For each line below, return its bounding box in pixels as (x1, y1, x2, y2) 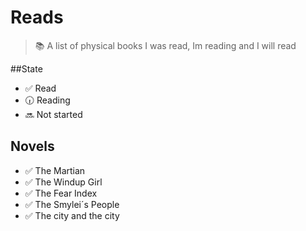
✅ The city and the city (24, 209, 120, 221)
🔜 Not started (24, 108, 83, 120)
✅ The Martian (24, 164, 86, 176)
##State (10, 62, 43, 75)
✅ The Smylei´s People (24, 198, 120, 210)
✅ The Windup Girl (24, 176, 103, 188)
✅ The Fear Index (24, 187, 98, 199)
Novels (10, 138, 55, 155)
